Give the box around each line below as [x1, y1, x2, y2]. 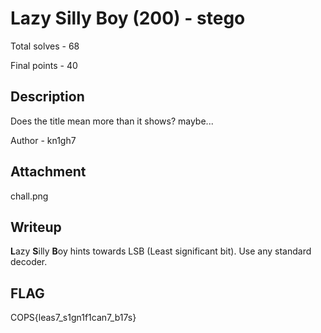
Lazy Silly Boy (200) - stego [10, 7, 246, 30]
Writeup [10, 218, 62, 236]
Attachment [10, 163, 87, 181]
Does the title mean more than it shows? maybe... [10, 115, 214, 127]
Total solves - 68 [10, 40, 80, 52]
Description [10, 88, 85, 106]
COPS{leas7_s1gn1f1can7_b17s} [10, 312, 137, 324]
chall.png [10, 190, 49, 202]
